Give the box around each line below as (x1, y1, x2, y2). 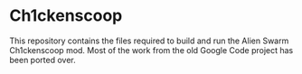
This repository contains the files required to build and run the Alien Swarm (9, 35, 289, 46)
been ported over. (9, 54, 76, 65)
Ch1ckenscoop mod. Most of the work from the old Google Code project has (9, 44, 294, 55)
